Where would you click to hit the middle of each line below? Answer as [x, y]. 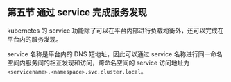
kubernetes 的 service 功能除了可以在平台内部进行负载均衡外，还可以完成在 [115, 31]
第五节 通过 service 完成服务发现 [77, 13]
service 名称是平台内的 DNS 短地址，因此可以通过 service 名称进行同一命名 [115, 54]
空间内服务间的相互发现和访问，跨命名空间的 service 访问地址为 [99, 63]
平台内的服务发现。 [35, 39]
